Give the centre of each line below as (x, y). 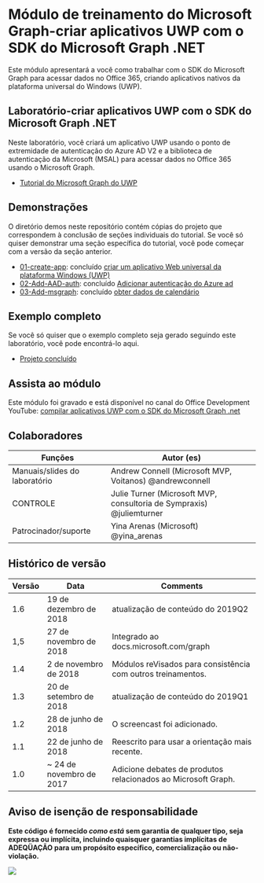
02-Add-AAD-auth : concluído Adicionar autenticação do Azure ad (126, 283)
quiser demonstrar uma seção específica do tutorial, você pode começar (126, 243)
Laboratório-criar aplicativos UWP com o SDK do (130, 111)
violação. (24, 855)
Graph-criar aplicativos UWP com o (126, 31)
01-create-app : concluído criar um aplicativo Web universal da (120, 267)
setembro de (70, 696)
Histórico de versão (57, 564)
